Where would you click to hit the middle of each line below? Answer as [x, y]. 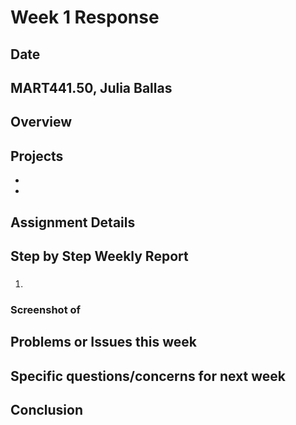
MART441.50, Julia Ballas [91, 87]
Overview [41, 122]
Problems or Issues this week [104, 342]
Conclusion [47, 409]
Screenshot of [46, 309]
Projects [37, 156]
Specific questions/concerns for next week [148, 376]
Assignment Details [73, 222]
